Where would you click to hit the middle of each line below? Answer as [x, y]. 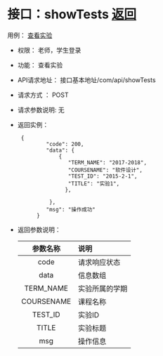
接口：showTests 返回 [72, 14]
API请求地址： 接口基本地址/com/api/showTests [86, 80]
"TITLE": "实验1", [94, 183]
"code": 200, [65, 144]
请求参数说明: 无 [41, 110]
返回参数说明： [39, 230]
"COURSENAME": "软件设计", [105, 170]
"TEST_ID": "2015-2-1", [103, 176]
